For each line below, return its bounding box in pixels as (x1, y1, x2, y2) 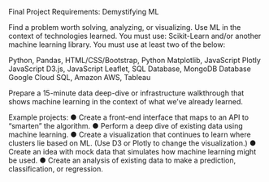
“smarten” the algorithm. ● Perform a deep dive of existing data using (8, 121, 244, 130)
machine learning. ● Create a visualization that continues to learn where (8, 129, 251, 139)
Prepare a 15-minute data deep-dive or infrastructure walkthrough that (8, 88, 245, 98)
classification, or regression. (8, 164, 104, 173)
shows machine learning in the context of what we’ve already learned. (8, 97, 244, 106)
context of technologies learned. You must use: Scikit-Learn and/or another (8, 32, 262, 40)
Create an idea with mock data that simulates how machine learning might (8, 147, 257, 156)
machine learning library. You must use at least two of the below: (8, 40, 226, 49)
